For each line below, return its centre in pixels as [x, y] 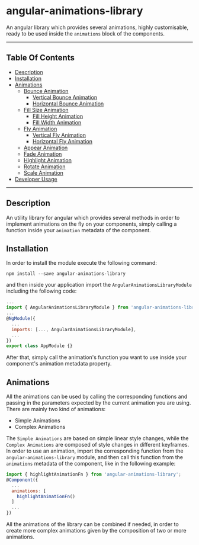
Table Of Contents [41, 58]
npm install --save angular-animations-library [66, 274]
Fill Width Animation [57, 122]
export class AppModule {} [39, 346]
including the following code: [41, 291]
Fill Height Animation [58, 116]
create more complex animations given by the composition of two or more [96, 531]
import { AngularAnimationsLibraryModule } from [67, 307]
